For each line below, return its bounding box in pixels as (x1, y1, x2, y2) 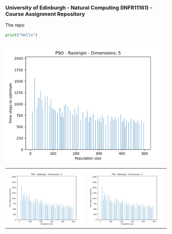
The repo (5, 22, 25, 28)
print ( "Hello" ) (5, 33, 38, 38)
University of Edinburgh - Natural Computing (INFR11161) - (5, 4, 153, 11)
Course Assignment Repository (5, 10, 85, 17)
